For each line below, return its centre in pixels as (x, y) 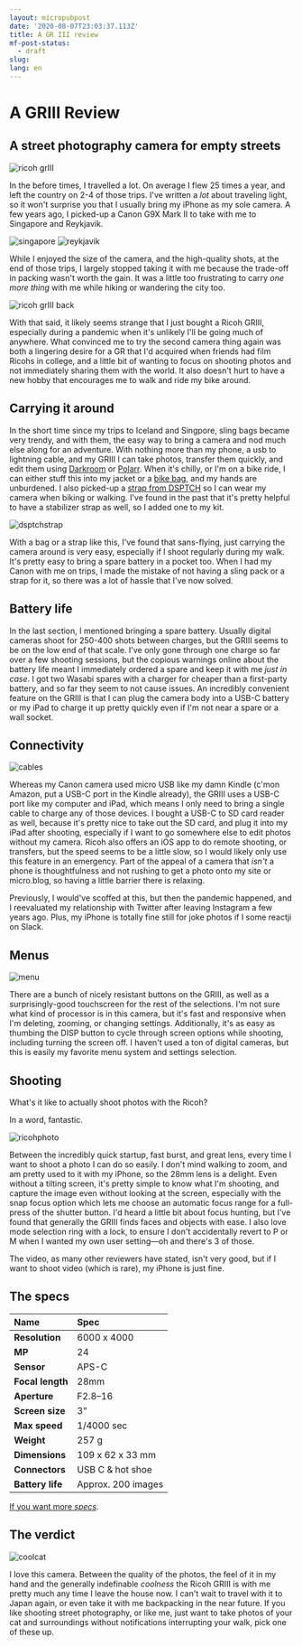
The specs (40, 1297)
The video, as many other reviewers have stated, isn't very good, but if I (143, 1258)
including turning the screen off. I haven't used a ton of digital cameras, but (149, 1043)
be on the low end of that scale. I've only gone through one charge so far (145, 650)
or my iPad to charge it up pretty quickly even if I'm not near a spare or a (144, 707)
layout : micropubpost (50, 18)
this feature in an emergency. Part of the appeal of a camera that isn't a (142, 861)
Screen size (40, 1410)
